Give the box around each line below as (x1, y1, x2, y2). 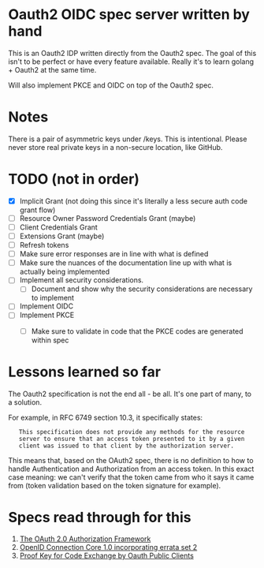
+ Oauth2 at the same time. (8, 65, 97, 74)
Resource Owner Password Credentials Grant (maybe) (19, 213, 196, 222)
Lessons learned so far (8, 363, 162, 380)
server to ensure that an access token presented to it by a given (18, 435, 245, 443)
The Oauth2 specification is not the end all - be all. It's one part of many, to (8, 389, 252, 398)
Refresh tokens (19, 241, 69, 250)
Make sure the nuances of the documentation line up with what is (19, 258, 232, 267)
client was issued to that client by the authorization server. (18, 442, 235, 450)
